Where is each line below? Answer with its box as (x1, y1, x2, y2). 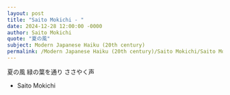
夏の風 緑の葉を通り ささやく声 (7, 68, 94, 76)
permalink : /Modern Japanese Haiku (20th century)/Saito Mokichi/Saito (7, 49, 216, 55)
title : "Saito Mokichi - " (7, 16, 84, 23)
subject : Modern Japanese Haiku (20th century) (7, 42, 146, 49)
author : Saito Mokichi (7, 29, 72, 36)
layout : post (7, 10, 44, 17)
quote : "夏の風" (7, 36, 51, 42)
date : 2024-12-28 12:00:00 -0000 (7, 23, 103, 29)
